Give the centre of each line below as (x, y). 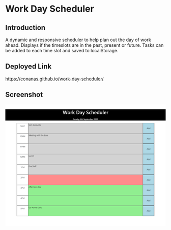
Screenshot (24, 95)
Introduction (25, 28)
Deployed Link (28, 67)
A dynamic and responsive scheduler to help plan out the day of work (78, 40)
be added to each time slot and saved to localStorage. (62, 51)
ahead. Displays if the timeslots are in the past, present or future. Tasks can (84, 45)
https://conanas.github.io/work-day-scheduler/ (54, 79)
